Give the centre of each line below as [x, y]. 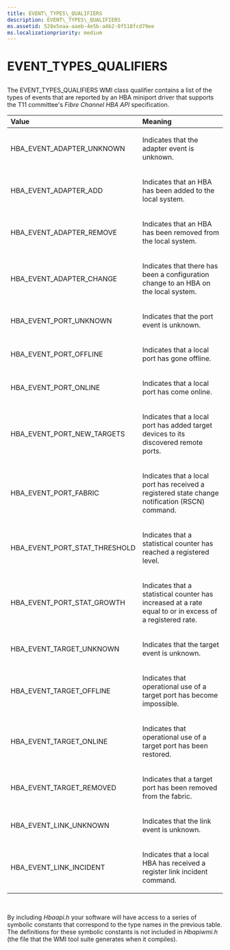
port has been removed [180, 788]
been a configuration [176, 274]
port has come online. [177, 391]
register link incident [175, 871]
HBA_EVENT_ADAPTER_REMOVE [64, 232]
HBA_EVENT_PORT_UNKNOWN [61, 321]
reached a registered [176, 552]
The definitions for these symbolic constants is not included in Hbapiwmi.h [113, 931]
